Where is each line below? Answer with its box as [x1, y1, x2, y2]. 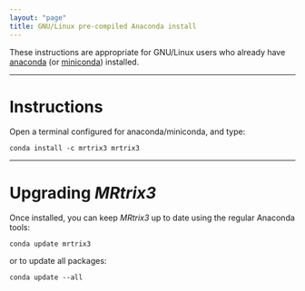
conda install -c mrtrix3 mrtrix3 [9, 144, 141, 153]
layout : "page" [9, 13, 67, 23]
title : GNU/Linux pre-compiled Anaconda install [9, 22, 197, 31]
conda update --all [9, 273, 84, 282]
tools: [9, 222, 31, 233]
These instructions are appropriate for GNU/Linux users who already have [9, 46, 286, 57]
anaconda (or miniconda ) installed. [9, 56, 140, 67]
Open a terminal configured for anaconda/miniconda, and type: [9, 126, 246, 137]
